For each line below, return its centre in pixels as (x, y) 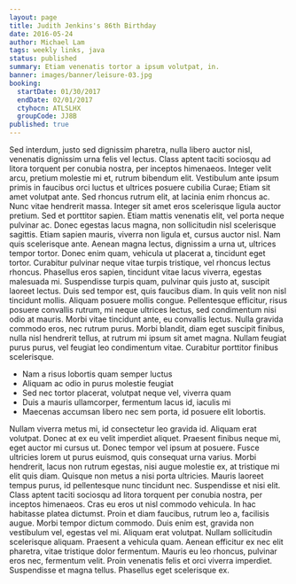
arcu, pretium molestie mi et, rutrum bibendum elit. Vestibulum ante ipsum (144, 178)
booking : (25, 83)
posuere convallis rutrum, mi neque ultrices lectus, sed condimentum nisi (143, 310)
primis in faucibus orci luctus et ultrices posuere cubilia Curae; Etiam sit (140, 187)
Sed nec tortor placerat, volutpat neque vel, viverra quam (127, 393)
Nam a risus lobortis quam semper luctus (97, 374)
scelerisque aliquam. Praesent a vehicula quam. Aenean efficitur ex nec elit (146, 542)
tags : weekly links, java (57, 51)
